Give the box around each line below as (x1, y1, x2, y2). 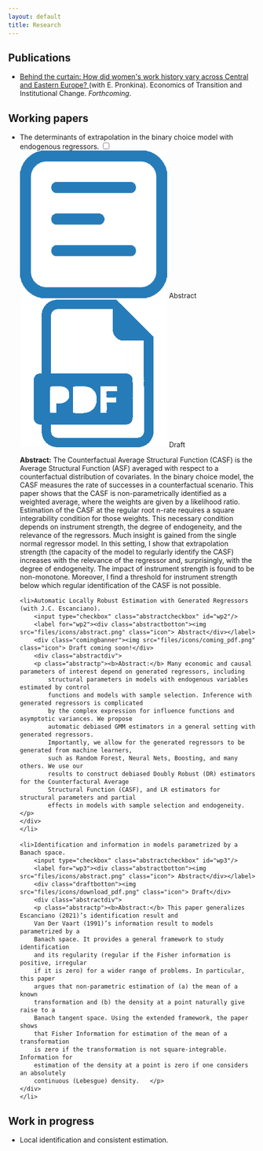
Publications (8, 51, 71, 65)
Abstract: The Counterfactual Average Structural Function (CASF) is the (19, 455, 253, 464)
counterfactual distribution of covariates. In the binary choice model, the (19, 472, 254, 482)
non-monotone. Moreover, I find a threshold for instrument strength (19, 572, 238, 582)
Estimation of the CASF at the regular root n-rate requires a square (19, 505, 236, 515)
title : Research (8, 20, 61, 29)
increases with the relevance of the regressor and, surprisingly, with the (19, 556, 253, 565)
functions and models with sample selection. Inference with (48, 691, 253, 700)
